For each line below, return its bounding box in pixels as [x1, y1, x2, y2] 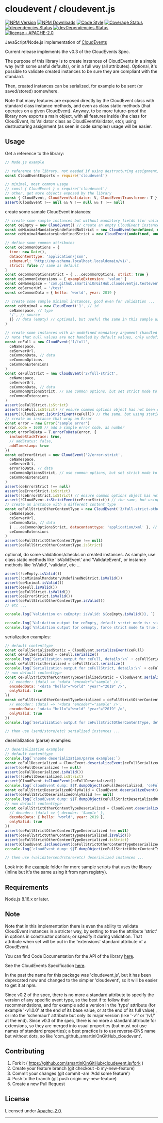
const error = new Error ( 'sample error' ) [5, 421, 90, 426]
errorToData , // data [9, 466, 53, 471]
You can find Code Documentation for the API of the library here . [5, 953, 135, 959]
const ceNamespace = [5, 281, 47, 286]
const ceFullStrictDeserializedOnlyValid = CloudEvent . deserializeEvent [5, 788, 155, 793]
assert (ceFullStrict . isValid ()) [5, 589, 70, 594]
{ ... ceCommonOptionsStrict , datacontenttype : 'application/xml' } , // [9, 525, 158, 529]
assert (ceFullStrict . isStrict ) [5, 403, 68, 407]
